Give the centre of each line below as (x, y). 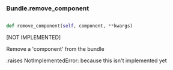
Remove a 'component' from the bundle (55, 49)
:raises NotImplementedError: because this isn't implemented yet (86, 60)
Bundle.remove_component (47, 8)
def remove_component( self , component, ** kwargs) (70, 26)
